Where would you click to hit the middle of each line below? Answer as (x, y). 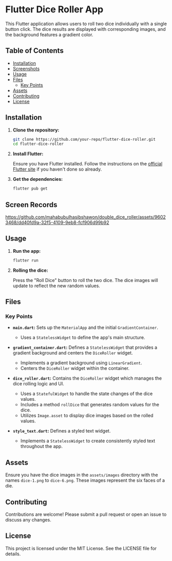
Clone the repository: (36, 130)
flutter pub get (30, 189)
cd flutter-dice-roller (38, 144)
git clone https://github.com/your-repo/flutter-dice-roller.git (84, 139)
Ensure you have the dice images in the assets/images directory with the (82, 475)
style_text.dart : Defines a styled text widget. (62, 431)
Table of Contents (35, 51)
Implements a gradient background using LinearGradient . (81, 363)
